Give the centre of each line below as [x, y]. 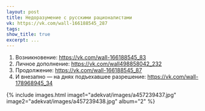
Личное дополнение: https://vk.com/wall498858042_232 [88, 64]
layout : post [23, 12]
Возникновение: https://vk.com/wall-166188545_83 [81, 57]
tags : [13, 29]
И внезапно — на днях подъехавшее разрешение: [81, 77]
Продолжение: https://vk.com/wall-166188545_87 [78, 70]
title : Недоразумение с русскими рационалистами [69, 18]
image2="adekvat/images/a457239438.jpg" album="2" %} [81, 101]
